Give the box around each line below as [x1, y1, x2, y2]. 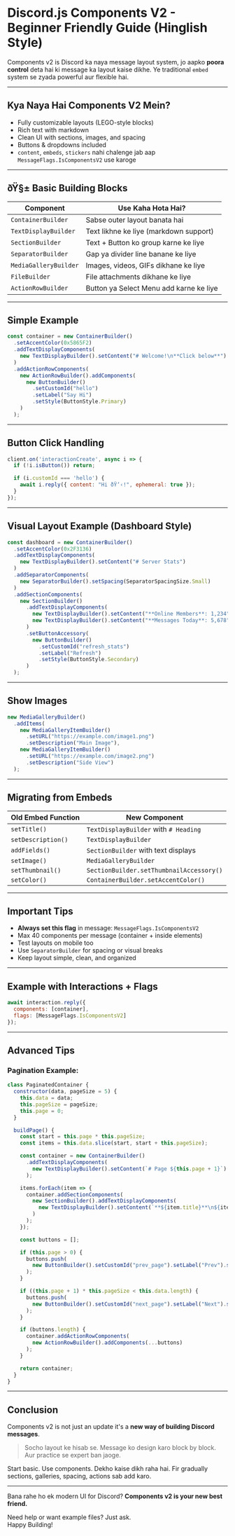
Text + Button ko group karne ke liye [85, 237, 205, 247]
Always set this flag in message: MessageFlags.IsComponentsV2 [17, 924, 199, 932]
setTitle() [10, 825, 47, 833]
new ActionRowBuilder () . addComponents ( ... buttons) [32, 1339, 183, 1346]
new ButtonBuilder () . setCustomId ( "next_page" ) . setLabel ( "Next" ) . [32, 1301, 227, 1308]
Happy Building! [7, 1521, 54, 1529]
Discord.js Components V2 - [7, 5, 176, 21]
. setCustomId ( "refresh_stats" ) [38, 643, 130, 650]
